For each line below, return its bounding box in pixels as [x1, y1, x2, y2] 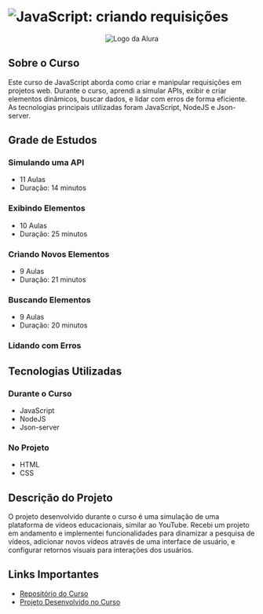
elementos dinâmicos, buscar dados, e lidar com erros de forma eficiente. [8, 94, 247, 104]
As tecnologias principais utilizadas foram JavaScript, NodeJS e [8, 102, 216, 111]
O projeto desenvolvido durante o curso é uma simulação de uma [8, 512, 220, 521]
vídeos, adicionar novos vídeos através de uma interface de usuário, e [8, 537, 236, 546]
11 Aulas [19, 175, 46, 185]
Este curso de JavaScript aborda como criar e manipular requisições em [8, 77, 242, 86]
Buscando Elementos [8, 294, 91, 305]
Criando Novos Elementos [8, 248, 110, 259]
